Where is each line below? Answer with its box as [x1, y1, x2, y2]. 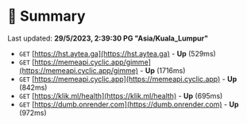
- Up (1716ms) [140, 65, 186, 75]
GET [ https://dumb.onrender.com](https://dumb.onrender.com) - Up [18, 99, 239, 109]
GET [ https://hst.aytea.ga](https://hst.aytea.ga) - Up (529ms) [18, 48, 216, 58]
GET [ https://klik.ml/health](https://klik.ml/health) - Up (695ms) [18, 91, 223, 100]
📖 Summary [7, 7, 86, 25]
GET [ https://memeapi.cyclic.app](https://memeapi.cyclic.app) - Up [18, 74, 237, 83]
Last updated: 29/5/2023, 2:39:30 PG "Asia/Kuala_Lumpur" [7, 33, 208, 43]
